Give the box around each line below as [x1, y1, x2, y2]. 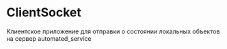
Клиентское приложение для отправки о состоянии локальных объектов [6, 27, 220, 35]
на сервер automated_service [6, 34, 92, 42]
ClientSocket [6, 5, 81, 20]
